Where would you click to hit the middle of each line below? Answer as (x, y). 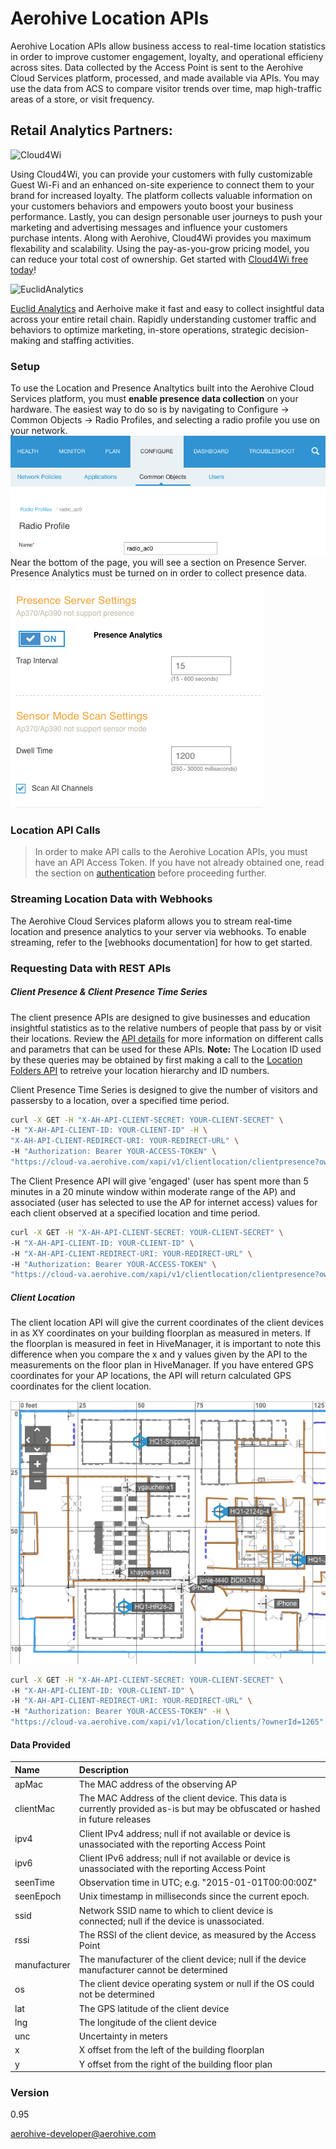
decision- (289, 329)
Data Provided (40, 1744)
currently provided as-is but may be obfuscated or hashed (199, 1809)
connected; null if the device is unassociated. (171, 1921)
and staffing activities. (88, 340)
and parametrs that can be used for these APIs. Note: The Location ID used (166, 1049)
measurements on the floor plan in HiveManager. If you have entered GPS (162, 1365)
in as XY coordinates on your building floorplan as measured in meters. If (161, 1333)
